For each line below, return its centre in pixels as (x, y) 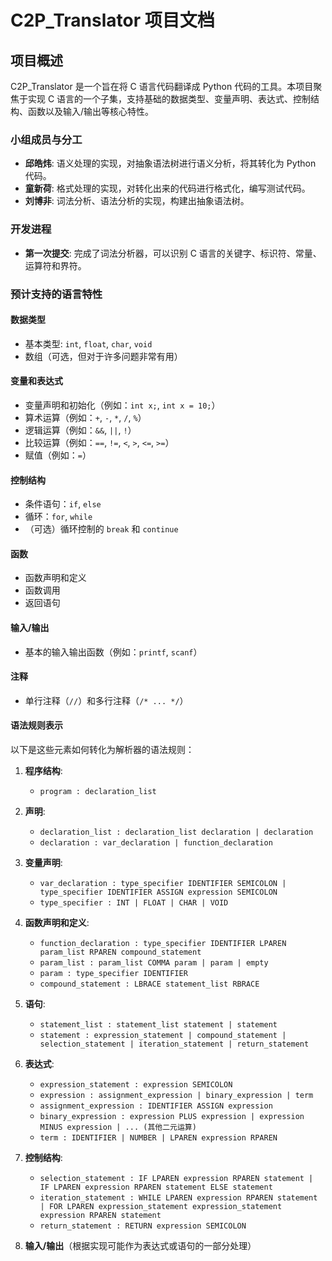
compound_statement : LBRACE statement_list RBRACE (149, 984)
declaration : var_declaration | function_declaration (156, 842)
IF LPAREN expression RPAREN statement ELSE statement (156, 1187)
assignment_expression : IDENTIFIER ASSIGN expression (156, 1106)
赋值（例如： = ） (58, 455)
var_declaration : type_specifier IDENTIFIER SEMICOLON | (163, 883)
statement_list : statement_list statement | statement (158, 1024)
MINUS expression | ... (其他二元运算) (118, 1127)
